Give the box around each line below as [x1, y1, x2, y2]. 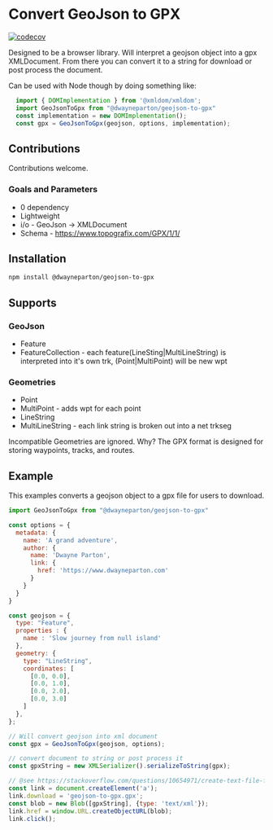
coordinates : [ [23, 665, 75, 673]
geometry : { [15, 649, 57, 657]
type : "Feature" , [15, 619, 75, 627]
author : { [23, 543, 57, 552]
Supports [8, 296, 57, 310]
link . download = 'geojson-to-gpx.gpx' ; [8, 792, 144, 800]
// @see [8, 777, 35, 785]
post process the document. [8, 64, 103, 74]
